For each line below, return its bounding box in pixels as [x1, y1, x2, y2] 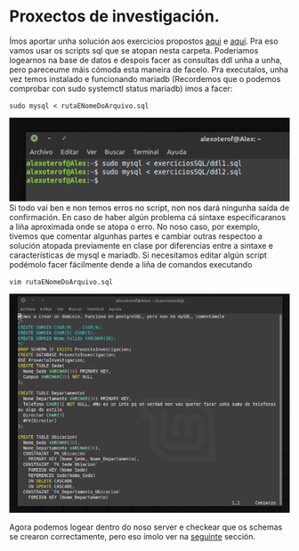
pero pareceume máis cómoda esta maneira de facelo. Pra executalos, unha [9, 64, 289, 75]
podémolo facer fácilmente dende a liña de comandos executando [9, 259, 253, 269]
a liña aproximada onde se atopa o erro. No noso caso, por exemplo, [9, 221, 261, 232]
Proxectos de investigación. [9, 6, 220, 27]
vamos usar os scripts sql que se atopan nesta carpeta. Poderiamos [9, 45, 259, 55]
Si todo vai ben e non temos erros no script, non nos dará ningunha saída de [9, 202, 290, 213]
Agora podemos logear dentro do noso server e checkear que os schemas [9, 522, 283, 532]
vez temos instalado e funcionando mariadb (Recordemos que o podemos [9, 73, 281, 84]
